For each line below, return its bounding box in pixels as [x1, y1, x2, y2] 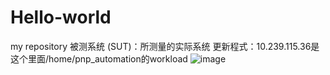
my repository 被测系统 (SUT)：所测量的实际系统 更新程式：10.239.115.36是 [10, 40, 320, 52]
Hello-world [10, 6, 112, 29]
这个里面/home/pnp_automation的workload [10, 52, 188, 65]
